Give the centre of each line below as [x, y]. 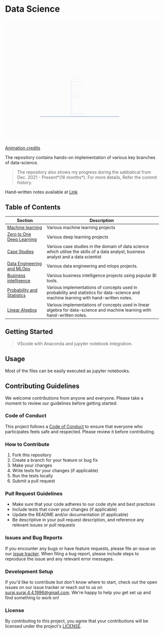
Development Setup [29, 571]
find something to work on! [32, 598]
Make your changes [32, 465]
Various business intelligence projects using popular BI [102, 275]
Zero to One [19, 234]
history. [25, 182]
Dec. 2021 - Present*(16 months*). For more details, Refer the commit [87, 177]
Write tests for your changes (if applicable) [55, 471]
